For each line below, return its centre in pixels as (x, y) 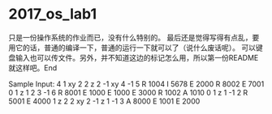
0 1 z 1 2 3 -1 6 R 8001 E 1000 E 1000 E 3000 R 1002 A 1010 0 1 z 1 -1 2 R (128, 92)
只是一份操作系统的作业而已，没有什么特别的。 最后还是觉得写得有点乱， (130, 37)
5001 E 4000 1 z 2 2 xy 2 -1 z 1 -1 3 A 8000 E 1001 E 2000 (104, 101)
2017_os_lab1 (53, 14)
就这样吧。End (33, 68)
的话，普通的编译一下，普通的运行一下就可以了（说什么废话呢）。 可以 (139, 47)
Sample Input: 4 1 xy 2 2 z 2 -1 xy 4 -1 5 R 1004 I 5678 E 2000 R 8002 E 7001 (136, 84)
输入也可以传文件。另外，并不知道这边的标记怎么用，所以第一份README (137, 57)
